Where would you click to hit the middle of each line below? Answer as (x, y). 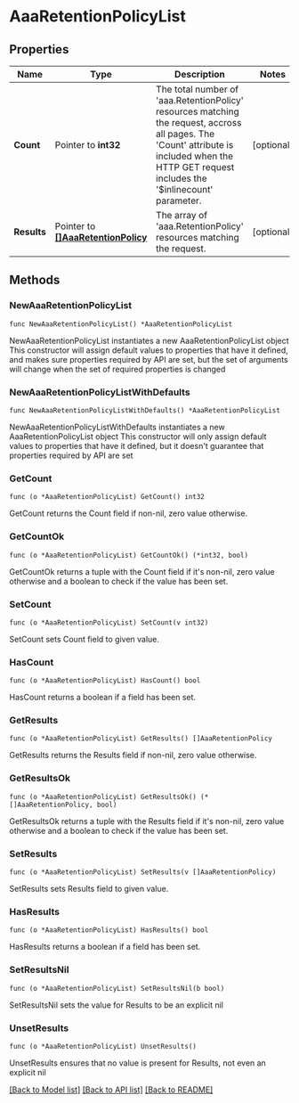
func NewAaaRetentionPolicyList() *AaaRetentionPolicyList (121, 324)
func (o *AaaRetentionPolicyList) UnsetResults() (103, 1046)
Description (200, 74)
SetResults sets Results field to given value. (89, 889)
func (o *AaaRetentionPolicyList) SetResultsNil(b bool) (117, 988)
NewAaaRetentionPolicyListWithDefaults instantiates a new (117, 427)
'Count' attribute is (194, 145)
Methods (35, 280)
